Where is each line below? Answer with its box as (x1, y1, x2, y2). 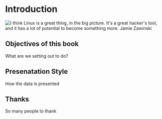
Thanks (5, 95, 29, 103)
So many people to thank (5, 108, 56, 114)
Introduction (5, 3, 58, 15)
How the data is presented (5, 81, 60, 87)
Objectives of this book (5, 40, 79, 48)
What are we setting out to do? (5, 53, 68, 59)
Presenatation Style (5, 67, 68, 76)
